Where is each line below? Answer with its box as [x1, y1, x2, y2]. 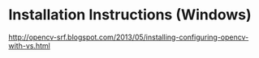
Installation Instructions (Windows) [8, 6, 252, 24]
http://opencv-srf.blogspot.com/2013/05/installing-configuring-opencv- [8, 32, 249, 42]
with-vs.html [8, 40, 50, 50]
